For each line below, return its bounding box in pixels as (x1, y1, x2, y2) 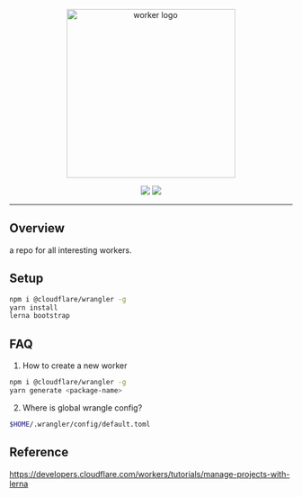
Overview (9, 221, 66, 236)
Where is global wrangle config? (22, 402, 143, 413)
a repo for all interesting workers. (9, 244, 132, 256)
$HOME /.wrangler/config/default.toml (9, 420, 151, 429)
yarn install (9, 303, 58, 312)
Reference (9, 445, 69, 460)
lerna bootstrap (9, 312, 70, 321)
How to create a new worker (22, 360, 128, 371)
